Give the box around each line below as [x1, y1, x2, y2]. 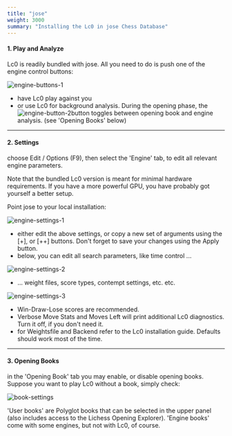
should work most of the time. [17, 334, 103, 343]
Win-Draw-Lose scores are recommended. [17, 305, 139, 314]
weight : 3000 [7, 17, 45, 24]
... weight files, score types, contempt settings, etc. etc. [17, 278, 176, 287]
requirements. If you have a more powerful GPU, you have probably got [7, 181, 210, 190]
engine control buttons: [7, 67, 74, 75]
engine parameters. [7, 161, 64, 170]
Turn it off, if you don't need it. [17, 320, 104, 328]
